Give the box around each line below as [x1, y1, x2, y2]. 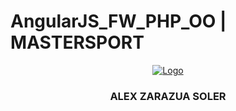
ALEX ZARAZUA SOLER [109, 89, 227, 103]
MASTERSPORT [10, 31, 145, 54]
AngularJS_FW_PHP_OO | [10, 10, 227, 33]
